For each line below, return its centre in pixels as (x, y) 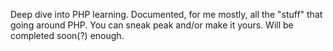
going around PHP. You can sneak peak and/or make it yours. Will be (152, 25)
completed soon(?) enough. (67, 35)
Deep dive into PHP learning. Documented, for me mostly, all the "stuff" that (166, 14)
